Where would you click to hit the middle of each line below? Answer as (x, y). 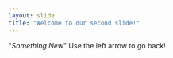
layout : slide (32, 15)
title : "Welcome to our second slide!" (74, 23)
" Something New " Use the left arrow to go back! (87, 45)
